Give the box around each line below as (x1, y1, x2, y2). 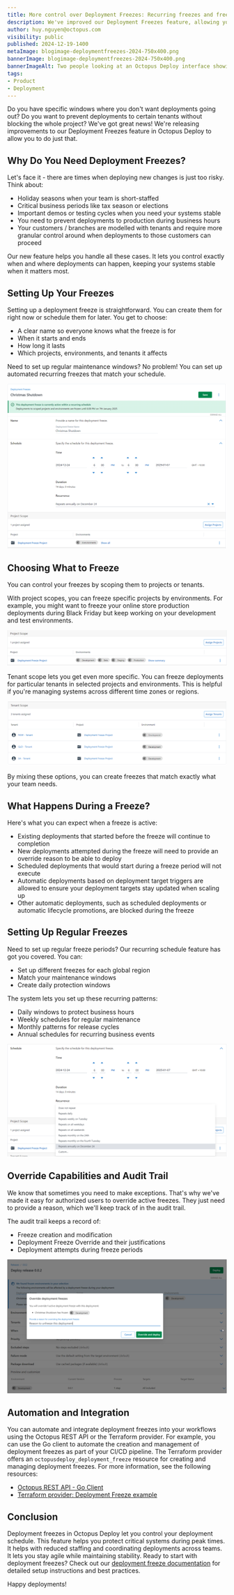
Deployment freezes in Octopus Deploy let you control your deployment (7, 1529, 213, 1538)
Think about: (7, 181, 44, 189)
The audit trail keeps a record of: (7, 1217, 101, 1225)
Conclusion (7, 1511, 58, 1522)
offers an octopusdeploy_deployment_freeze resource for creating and (7, 1455, 206, 1463)
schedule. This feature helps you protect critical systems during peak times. (7, 1537, 225, 1545)
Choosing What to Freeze (7, 562, 120, 574)
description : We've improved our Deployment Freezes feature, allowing (7, 18, 219, 26)
